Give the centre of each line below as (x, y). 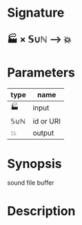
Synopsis (34, 164)
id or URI (47, 121)
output (43, 133)
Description (41, 211)
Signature (36, 13)
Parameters (41, 73)
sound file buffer (31, 183)
